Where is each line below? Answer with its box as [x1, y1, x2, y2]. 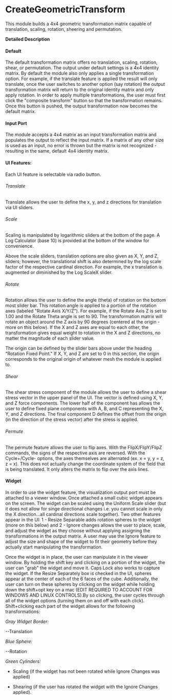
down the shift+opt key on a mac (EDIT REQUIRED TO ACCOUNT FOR [5, 586, 153, 593]
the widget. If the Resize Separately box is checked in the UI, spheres [5, 570, 152, 576]
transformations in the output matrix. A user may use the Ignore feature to [5, 533, 161, 539]
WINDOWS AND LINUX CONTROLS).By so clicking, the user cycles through [5, 592, 165, 598]
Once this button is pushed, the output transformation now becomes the [5, 103, 158, 109]
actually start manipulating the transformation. [5, 544, 103, 550]
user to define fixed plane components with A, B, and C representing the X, [5, 406, 164, 412]
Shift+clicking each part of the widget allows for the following [5, 603, 135, 609]
